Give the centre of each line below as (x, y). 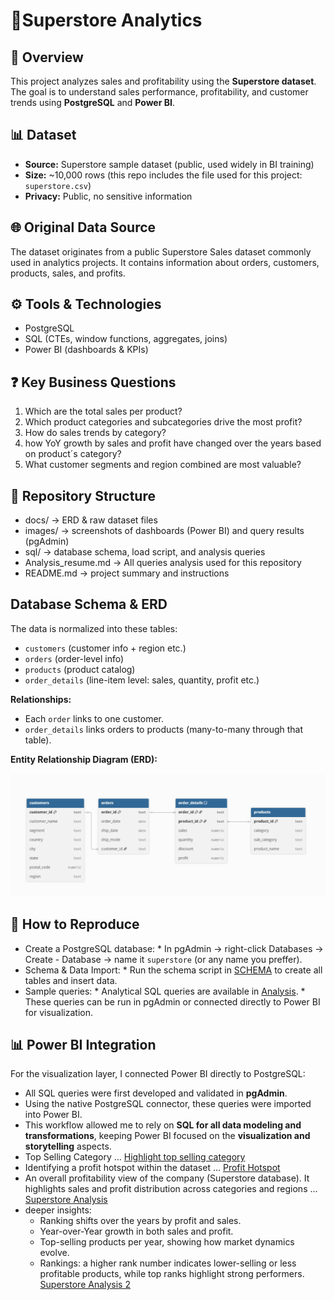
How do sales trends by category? (95, 433)
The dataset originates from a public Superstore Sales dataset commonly (161, 251)
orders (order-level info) (74, 658)
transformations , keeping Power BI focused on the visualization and (167, 1136)
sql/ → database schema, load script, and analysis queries (145, 552)
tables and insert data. (71, 980)
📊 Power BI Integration (83, 1044)
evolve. (54, 1253)
